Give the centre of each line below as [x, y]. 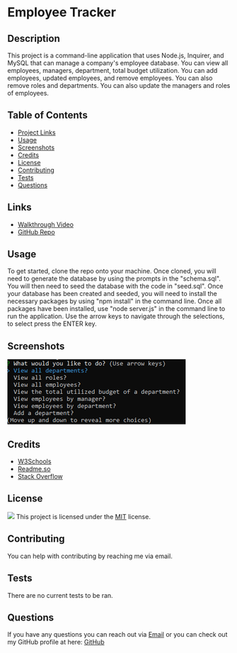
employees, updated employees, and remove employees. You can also [110, 78]
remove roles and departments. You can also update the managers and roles [119, 85]
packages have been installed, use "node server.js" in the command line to [116, 309]
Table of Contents [48, 115]
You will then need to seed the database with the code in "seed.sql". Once [115, 286]
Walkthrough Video [46, 225]
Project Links [36, 132]
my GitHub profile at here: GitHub [56, 642]
